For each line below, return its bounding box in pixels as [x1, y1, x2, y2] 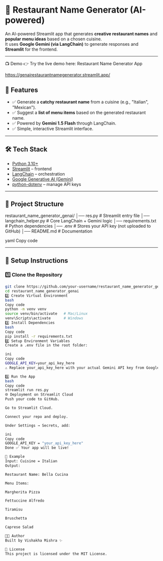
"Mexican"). [12, 104, 36, 110]
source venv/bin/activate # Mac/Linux [5, 311, 88, 316]
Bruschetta [5, 516, 27, 521]
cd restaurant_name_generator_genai [5, 289, 79, 293]
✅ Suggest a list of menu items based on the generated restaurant [12, 109, 146, 115]
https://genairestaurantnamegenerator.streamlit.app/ [5, 72, 111, 77]
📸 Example [5, 454, 25, 459]
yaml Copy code [5, 238, 38, 244]
